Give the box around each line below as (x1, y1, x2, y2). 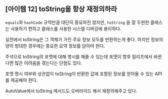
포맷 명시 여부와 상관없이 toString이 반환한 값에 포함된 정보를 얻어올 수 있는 (5, 71, 154, 77)
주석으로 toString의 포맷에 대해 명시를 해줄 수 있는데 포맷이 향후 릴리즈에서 (5, 53, 153, 59)
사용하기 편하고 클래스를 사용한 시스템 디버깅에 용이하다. (10, 25, 121, 31)
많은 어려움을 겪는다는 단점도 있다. (14, 60, 82, 66)
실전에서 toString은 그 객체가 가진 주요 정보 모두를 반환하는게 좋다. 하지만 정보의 (5, 36, 163, 42)
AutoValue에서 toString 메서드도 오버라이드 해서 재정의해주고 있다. (5, 88, 138, 94)
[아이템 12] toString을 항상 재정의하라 (5, 5, 117, 14)
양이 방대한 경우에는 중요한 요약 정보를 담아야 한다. (5, 43, 105, 49)
